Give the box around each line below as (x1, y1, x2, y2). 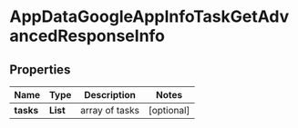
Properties (9, 62, 71, 77)
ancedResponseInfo (9, 25, 166, 46)
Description (83, 89, 137, 101)
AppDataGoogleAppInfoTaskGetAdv (9, 6, 290, 27)
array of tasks (80, 104, 139, 116)
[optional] (148, 104, 190, 116)
